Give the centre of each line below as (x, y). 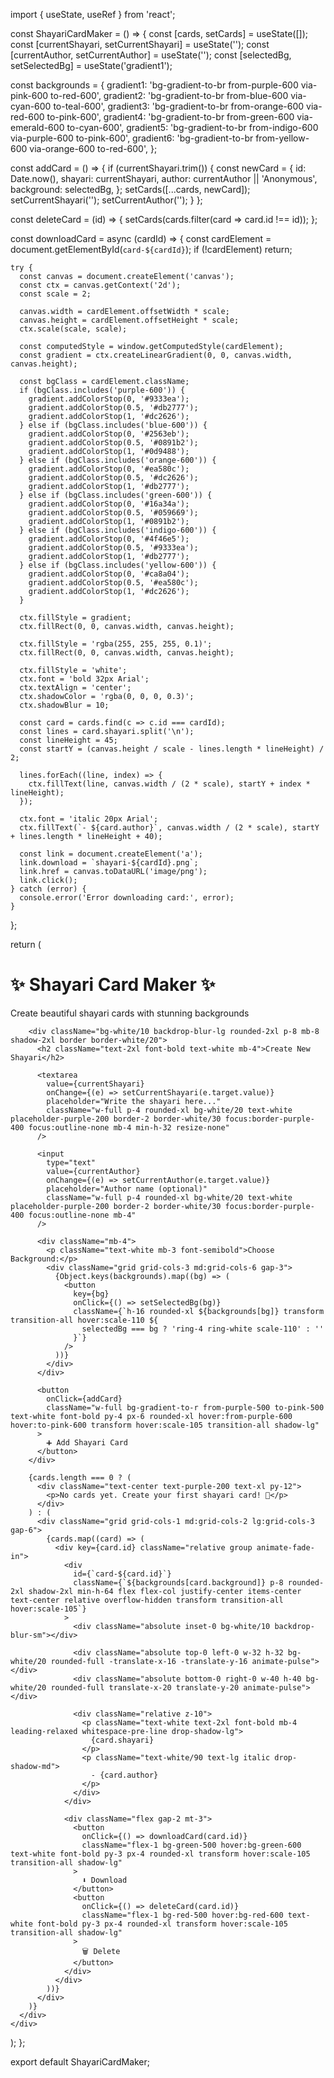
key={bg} (91, 1294)
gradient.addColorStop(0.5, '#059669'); (113, 513)
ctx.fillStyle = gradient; (75, 618)
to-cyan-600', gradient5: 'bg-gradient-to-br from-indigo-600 (192, 127)
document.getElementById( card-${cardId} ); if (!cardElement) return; (151, 249)
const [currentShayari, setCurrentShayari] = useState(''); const (140, 44)
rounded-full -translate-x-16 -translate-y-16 (149, 1661)
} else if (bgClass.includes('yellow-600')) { (118, 565)
